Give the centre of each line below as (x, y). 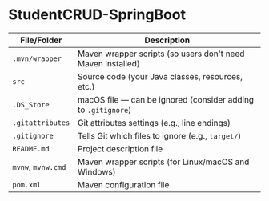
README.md (31, 149)
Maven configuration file (123, 184)
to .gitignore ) (104, 110)
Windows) (96, 171)
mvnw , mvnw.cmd (39, 167)
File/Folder (41, 40)
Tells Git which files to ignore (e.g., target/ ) (159, 135)
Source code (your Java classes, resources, (160, 76)
